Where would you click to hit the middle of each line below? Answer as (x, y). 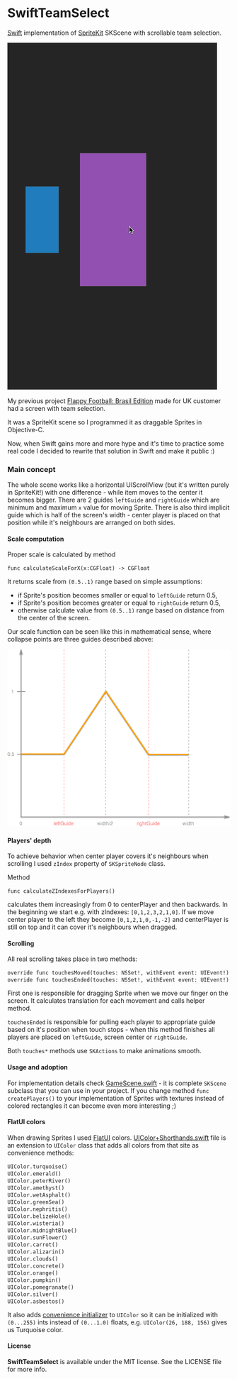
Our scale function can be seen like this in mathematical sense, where (109, 632)
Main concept (31, 469)
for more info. (27, 1369)
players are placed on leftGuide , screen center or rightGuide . (97, 1037)
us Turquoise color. (35, 1329)
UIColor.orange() (33, 1273)
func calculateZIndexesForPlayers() (61, 891)
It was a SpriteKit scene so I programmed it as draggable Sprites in (105, 422)
